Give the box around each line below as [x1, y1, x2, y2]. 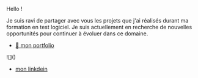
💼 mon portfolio [15, 42, 54, 49]
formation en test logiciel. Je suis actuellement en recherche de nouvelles [6, 24, 193, 30]
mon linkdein [15, 65, 48, 73]
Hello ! [6, 5, 23, 12]
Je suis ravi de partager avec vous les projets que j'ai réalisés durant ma [6, 17, 189, 24]
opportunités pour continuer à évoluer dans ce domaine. [6, 30, 148, 37]
